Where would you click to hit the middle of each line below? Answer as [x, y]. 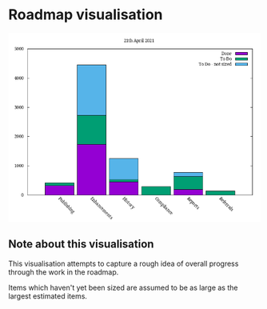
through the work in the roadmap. [64, 272]
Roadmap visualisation [86, 15]
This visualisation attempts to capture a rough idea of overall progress [124, 263]
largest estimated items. [48, 296]
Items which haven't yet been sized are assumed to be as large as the [123, 287]
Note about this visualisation [81, 245]
